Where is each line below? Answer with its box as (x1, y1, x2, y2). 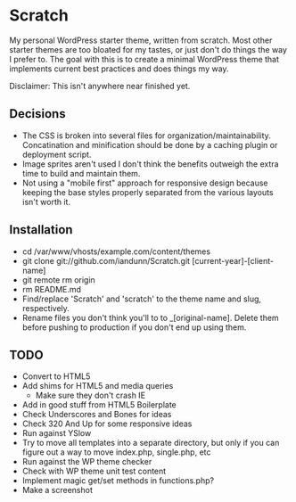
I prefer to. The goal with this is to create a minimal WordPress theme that (9, 53, 279, 64)
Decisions (9, 106, 66, 121)
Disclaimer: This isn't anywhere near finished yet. (9, 80, 191, 91)
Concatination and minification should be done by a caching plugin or (21, 139, 278, 150)
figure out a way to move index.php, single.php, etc (21, 447, 211, 457)
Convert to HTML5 (21, 371, 91, 382)
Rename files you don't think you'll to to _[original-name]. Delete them (21, 312, 279, 323)
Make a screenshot (21, 485, 94, 496)
